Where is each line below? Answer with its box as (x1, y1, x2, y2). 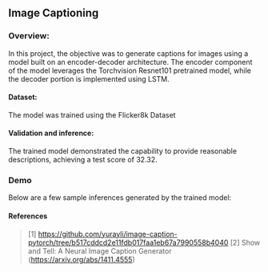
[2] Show (230, 238, 261, 247)
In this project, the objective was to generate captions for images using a (8, 48, 249, 58)
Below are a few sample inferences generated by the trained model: (8, 193, 232, 202)
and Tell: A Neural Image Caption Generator (27, 246, 172, 255)
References (8, 211, 48, 221)
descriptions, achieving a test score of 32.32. (8, 155, 158, 165)
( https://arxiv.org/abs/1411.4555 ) (27, 254, 135, 264)
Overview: (8, 30, 50, 42)
